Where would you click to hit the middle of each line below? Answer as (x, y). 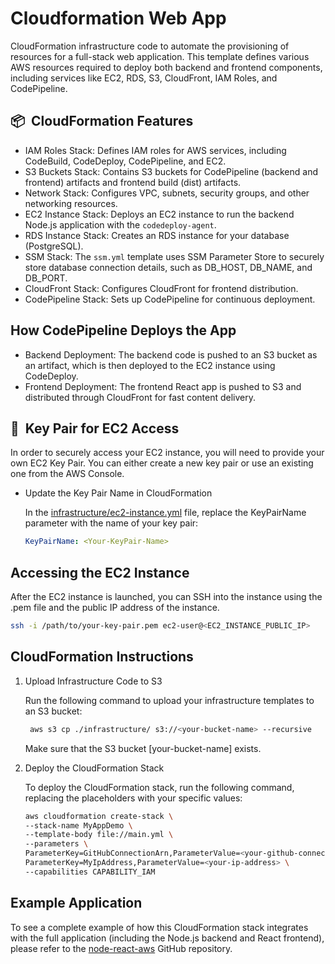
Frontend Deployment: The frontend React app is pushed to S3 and (163, 386)
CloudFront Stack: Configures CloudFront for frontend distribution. (161, 288)
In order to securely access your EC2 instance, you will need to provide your (167, 453)
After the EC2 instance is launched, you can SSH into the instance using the (166, 597)
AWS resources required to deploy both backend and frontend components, (166, 67)
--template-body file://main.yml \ (99, 835)
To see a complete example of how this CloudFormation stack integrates (159, 927)
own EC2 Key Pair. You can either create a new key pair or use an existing (162, 463)
